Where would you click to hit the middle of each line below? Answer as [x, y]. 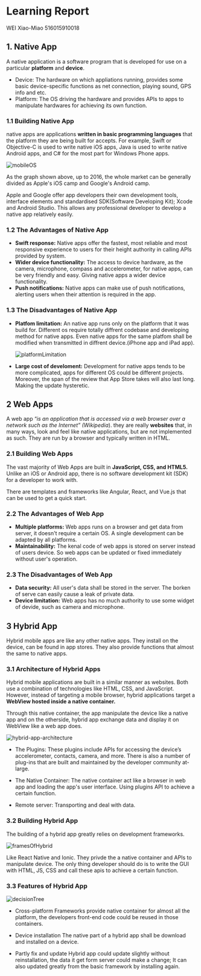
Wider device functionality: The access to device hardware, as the [99, 262]
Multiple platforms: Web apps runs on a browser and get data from [99, 527]
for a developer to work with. [42, 480]
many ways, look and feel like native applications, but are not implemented [99, 432]
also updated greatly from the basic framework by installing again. [97, 966]
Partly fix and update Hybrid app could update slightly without [92, 954]
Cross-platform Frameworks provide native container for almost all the [102, 911]
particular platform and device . [45, 68]
